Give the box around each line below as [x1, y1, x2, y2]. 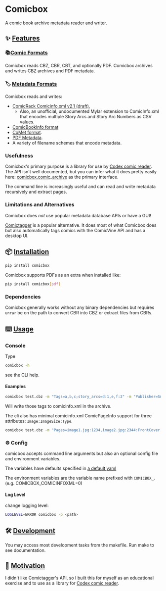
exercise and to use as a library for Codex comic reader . [5, 580, 120, 586]
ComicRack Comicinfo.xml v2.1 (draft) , [12, 103, 90, 109]
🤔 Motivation [5, 562, 45, 570]
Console [5, 342, 26, 349]
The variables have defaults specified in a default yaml [5, 465, 117, 471]
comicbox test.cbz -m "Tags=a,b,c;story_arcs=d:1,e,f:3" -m [5, 394, 132, 399]
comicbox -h [5, 363, 30, 368]
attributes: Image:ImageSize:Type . [5, 418, 73, 424]
